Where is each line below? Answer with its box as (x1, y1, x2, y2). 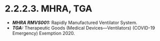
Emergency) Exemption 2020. (12, 30, 75, 36)
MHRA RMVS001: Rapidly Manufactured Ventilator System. (12, 19, 138, 25)
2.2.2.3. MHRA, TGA (5, 3, 93, 14)
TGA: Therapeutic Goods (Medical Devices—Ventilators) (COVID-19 (12, 24, 155, 30)
